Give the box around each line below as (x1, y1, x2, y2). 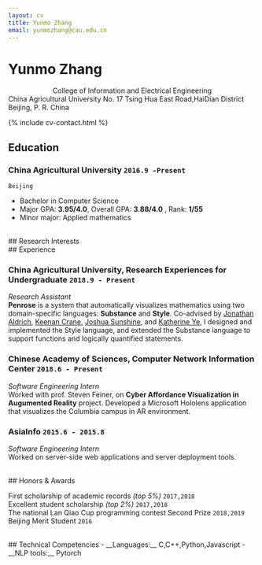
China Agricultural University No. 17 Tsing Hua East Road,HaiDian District (8, 94, 245, 104)
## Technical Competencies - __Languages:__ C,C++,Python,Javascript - (8, 540, 245, 549)
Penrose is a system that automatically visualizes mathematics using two (8, 301, 245, 310)
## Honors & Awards (8, 475, 76, 485)
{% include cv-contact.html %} (8, 118, 109, 127)
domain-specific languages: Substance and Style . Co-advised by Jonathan (8, 308, 254, 319)
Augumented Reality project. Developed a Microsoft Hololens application (8, 398, 247, 408)
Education (8, 141, 60, 154)
